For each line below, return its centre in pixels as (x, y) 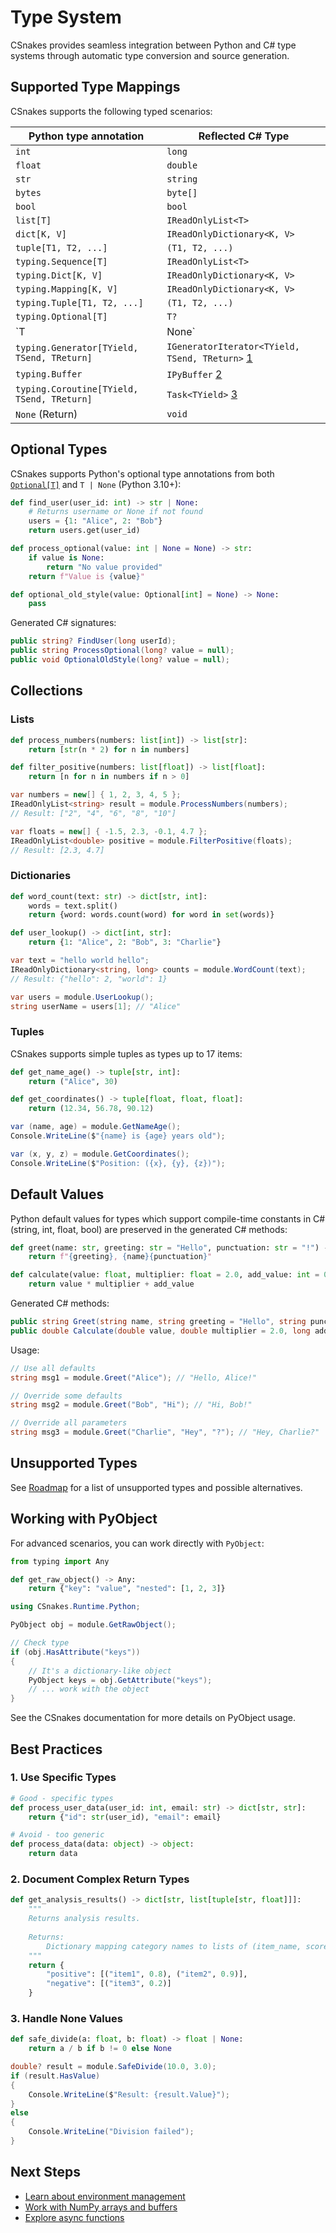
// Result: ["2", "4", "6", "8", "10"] (93, 813)
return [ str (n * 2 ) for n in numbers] (109, 749)
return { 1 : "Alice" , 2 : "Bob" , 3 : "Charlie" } (125, 942)
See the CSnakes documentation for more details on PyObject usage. (153, 1718)
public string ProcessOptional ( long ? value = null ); (122, 651)
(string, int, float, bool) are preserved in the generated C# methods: (149, 1229)
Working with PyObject (84, 1519)
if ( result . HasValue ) (55, 2076)
